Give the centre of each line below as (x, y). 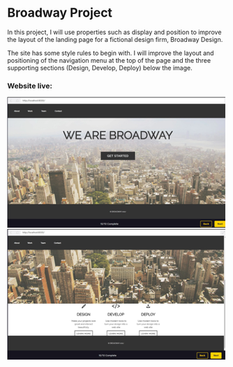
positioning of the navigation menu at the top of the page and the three (109, 60)
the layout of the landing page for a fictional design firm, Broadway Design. (115, 39)
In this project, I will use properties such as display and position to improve (114, 32)
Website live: (30, 86)
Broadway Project (60, 13)
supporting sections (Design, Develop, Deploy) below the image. (100, 68)
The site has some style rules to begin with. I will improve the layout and (111, 53)
